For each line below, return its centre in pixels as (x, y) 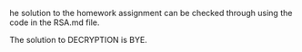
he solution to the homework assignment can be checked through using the (151, 13)
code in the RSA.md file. (55, 22)
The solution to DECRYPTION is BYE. (78, 40)
